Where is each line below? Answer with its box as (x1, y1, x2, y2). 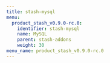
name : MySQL (17, 31, 47, 37)
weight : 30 (17, 43, 45, 49)
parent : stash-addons (17, 37, 71, 43)
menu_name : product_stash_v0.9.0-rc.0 (6, 48, 104, 54)
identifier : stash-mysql (17, 25, 80, 32)
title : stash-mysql (6, 8, 56, 15)
